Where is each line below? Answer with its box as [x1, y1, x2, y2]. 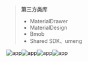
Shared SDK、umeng [29, 38, 83, 44]
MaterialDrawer [29, 18, 68, 24]
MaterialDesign [29, 24, 68, 31]
